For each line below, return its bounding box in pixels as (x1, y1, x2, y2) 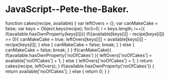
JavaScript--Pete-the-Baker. (5, 4, 129, 15)
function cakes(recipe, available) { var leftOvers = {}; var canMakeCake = (5, 20, 158, 26)
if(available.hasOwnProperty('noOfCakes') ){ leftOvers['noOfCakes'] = (5, 52, 152, 58)
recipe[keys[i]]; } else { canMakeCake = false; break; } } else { (5, 41, 135, 47)
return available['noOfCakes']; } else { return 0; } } (5, 68, 110, 74)
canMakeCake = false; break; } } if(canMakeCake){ (5, 47, 111, 53)
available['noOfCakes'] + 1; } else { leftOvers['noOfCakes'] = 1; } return (5, 57, 153, 63)
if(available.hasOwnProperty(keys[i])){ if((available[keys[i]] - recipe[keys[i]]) (5, 31, 164, 37)
